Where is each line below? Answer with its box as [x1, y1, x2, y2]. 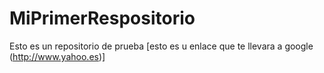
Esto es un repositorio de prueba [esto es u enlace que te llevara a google [9, 40, 314, 52]
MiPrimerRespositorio [9, 7, 196, 30]
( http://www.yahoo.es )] [9, 50, 106, 62]
